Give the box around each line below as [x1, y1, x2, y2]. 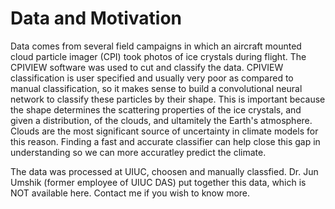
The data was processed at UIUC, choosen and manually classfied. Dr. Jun [10, 165, 319, 177]
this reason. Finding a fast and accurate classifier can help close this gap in [10, 135, 321, 147]
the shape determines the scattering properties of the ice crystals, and [10, 103, 302, 116]
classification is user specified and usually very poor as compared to [10, 72, 294, 84]
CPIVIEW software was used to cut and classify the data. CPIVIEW [10, 61, 284, 73]
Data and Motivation [10, 7, 183, 30]
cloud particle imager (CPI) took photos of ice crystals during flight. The [10, 50, 307, 62]
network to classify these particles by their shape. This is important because [10, 93, 326, 105]
